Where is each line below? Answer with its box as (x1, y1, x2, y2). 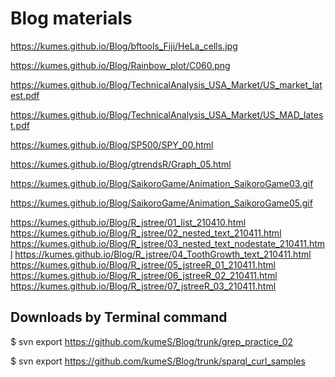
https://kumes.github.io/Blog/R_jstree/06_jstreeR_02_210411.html (10, 269, 278, 281)
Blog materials (10, 7, 133, 30)
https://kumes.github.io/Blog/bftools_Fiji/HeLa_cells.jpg (10, 40, 238, 52)
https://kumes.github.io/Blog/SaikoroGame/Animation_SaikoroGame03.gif (10, 177, 314, 189)
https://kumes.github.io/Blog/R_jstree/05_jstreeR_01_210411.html (10, 258, 276, 271)
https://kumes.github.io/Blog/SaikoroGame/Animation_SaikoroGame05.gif (10, 197, 313, 209)
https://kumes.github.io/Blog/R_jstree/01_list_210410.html (10, 216, 247, 228)
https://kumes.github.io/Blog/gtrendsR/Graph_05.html (10, 158, 232, 170)
